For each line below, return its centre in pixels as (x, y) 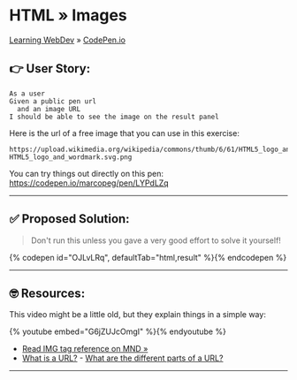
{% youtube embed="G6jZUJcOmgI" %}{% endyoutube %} (118, 331)
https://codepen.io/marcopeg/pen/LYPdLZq (89, 183)
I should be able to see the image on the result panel (114, 117)
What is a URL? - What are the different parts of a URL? (122, 358)
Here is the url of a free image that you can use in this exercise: (125, 133)
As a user (27, 94)
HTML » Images (68, 15)
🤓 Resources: (47, 293)
